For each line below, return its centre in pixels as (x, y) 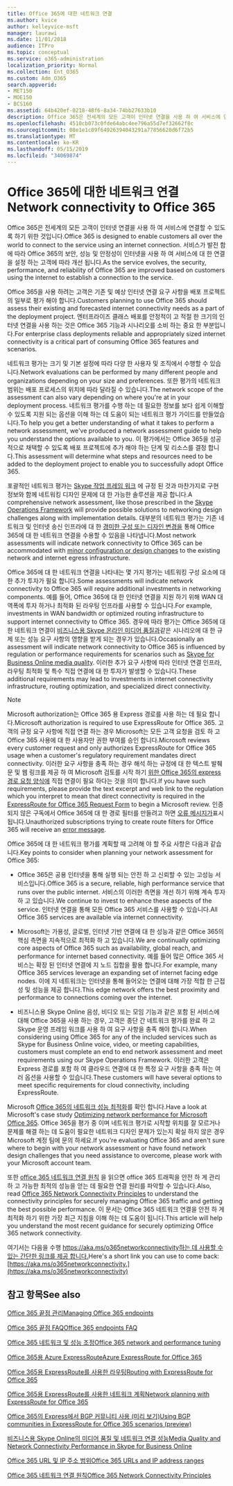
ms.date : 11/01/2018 (37, 40)
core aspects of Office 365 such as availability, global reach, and (110, 948)
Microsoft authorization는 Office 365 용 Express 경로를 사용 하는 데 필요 (107, 714)
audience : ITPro (31, 46)
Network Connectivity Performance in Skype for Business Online (100, 1446)
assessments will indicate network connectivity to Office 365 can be (105, 543)
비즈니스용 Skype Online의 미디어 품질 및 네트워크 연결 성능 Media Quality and (114, 1438)
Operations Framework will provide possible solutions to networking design (115, 509)
